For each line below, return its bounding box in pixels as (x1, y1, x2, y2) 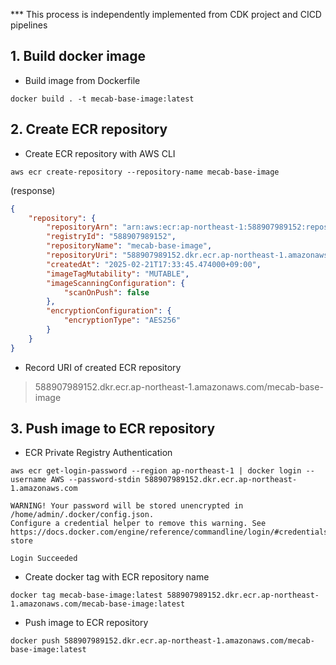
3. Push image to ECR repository (10, 420, 216, 438)
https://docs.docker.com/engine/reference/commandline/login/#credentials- (10, 527, 333, 538)
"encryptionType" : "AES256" (63, 315, 182, 326)
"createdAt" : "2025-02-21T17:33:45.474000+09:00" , (46, 259, 262, 269)
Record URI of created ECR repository (24, 361, 182, 373)
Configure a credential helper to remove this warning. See (10, 519, 267, 529)
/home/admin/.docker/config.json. (10, 510, 155, 520)
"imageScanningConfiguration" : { (46, 278, 186, 288)
